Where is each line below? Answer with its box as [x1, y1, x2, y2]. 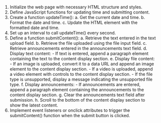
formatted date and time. [9, 25, 60, 31]
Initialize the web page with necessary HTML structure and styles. [9, 4, 143, 10]
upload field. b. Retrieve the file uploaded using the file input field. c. [9, 40, 147, 46]
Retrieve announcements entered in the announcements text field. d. [9, 46, 147, 51]
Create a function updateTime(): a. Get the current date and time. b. [9, 15, 145, 20]
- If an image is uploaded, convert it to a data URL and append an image [9, 61, 154, 67]
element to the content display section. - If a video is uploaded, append [9, 66, 153, 72]
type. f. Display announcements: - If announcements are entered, [9, 82, 141, 87]
